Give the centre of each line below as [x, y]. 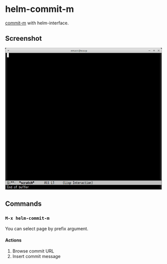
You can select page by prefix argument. [47, 229]
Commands [24, 204]
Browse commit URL [33, 251]
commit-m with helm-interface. [37, 23]
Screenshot [24, 39]
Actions [13, 240]
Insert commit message [37, 257]
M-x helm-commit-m [27, 218]
